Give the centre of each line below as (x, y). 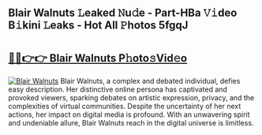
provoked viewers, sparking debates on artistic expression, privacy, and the (131, 97)
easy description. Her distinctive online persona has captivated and (118, 89)
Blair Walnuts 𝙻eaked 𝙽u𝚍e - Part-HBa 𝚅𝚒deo (123, 13)
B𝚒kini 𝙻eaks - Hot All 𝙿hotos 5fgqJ (98, 26)
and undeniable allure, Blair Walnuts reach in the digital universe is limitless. (131, 123)
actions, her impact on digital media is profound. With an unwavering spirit (129, 114)
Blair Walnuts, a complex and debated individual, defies (150, 81)
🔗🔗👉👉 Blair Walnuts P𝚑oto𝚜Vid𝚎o (98, 58)
